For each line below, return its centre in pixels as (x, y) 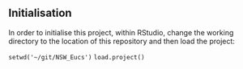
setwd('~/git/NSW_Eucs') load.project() (77, 57)
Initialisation (40, 13)
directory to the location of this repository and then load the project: (122, 41)
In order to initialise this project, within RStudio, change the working (121, 32)
